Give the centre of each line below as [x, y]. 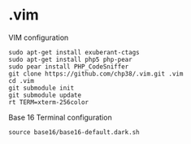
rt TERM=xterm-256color [49, 102]
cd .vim [22, 81]
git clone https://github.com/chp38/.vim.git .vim [96, 74]
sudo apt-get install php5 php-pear [70, 59]
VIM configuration [39, 37]
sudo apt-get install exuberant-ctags [74, 52]
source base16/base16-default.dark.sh [74, 132]
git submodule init [41, 88]
